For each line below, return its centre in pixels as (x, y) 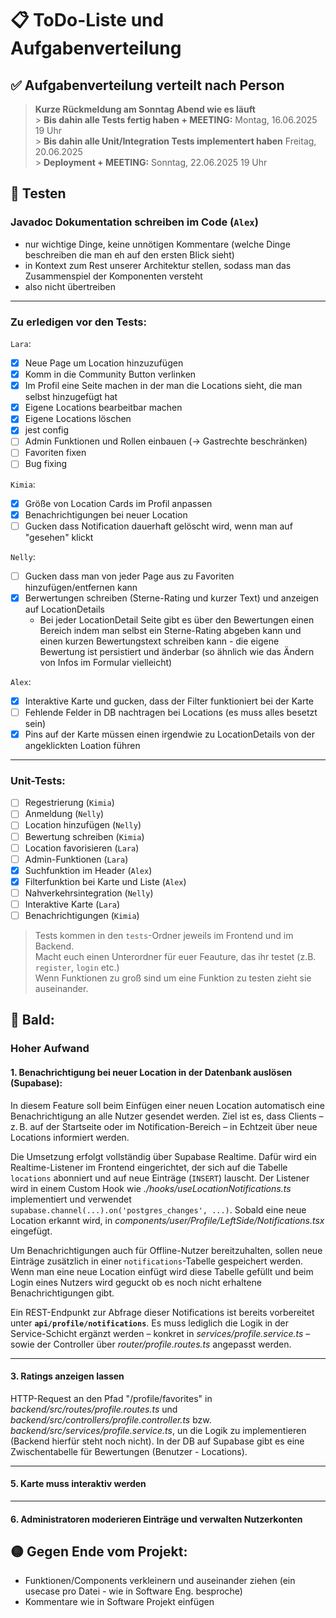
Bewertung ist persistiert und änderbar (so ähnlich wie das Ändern (177, 651)
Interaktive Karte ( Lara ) (72, 904)
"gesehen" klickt (59, 537)
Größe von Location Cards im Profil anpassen (118, 503)
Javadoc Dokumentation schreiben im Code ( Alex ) (134, 222)
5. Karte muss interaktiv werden (78, 1484)
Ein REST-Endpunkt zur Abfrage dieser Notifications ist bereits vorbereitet (162, 1312)
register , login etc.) (77, 968)
